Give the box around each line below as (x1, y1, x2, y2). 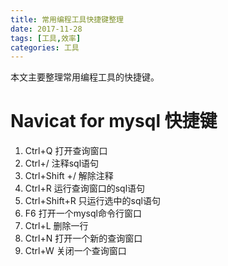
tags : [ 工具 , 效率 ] (10, 33, 82, 43)
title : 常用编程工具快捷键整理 (10, 14, 124, 25)
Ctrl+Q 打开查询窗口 (24, 145, 108, 157)
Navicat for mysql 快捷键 (10, 110, 218, 133)
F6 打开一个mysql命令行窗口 (24, 207, 142, 220)
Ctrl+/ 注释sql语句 (24, 157, 100, 170)
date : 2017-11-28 (10, 24, 83, 34)
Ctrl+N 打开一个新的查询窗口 (24, 232, 143, 245)
